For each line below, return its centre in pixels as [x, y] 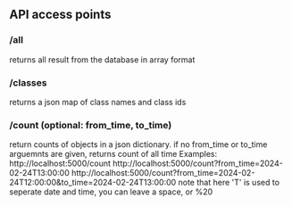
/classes [28, 82]
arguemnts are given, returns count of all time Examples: [113, 154]
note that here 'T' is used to [229, 183]
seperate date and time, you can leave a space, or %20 [111, 192]
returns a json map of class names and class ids [98, 102]
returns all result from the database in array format [102, 59]
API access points [60, 15]
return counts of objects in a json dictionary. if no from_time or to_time [138, 144]
